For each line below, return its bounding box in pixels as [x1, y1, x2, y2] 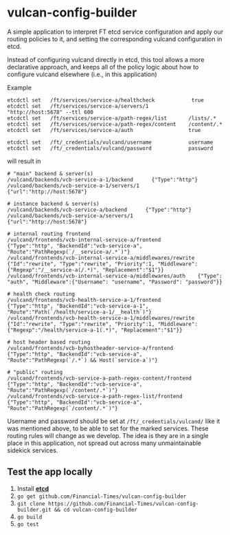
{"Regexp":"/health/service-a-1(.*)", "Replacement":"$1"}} [7, 327, 183, 334]
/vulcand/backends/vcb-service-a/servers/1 [7, 212, 134, 219]
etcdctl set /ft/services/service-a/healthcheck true [7, 96, 205, 104]
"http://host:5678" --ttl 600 [7, 109, 94, 116]
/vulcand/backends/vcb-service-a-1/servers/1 [7, 182, 139, 189]
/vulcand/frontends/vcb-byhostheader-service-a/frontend [7, 345, 174, 351]
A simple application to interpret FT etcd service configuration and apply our [7, 28, 224, 36]
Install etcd [16, 484, 49, 492]
